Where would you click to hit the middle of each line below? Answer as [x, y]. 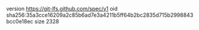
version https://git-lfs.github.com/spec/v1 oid [62, 9]
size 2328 [47, 21]
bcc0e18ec [20, 21]
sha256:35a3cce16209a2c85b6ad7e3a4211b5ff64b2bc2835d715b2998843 [100, 15]
